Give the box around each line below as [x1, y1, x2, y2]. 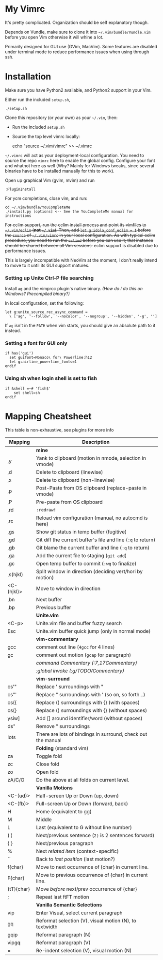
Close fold [36, 761, 60, 767]
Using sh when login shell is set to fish [5, 375, 97, 382]
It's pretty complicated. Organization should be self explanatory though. [5, 20, 149, 25]
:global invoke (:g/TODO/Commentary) [36, 667, 125, 674]
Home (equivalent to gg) [36, 808, 92, 815]
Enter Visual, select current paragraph [36, 909, 123, 916]
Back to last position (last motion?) [36, 856, 115, 862]
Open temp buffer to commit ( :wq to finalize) [36, 560, 137, 567]
